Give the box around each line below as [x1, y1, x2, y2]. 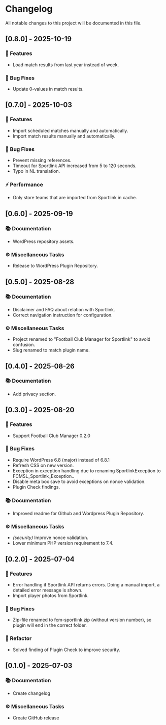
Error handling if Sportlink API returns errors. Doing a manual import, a [12, 582, 160, 588]
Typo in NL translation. [12, 168, 60, 174]
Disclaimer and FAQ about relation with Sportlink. [12, 306, 115, 312]
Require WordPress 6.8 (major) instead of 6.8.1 [12, 457, 110, 463]
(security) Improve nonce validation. [12, 534, 89, 541]
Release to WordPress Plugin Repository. [12, 263, 98, 269]
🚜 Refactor [5, 635, 32, 642]
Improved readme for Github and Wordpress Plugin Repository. [12, 511, 145, 517]
